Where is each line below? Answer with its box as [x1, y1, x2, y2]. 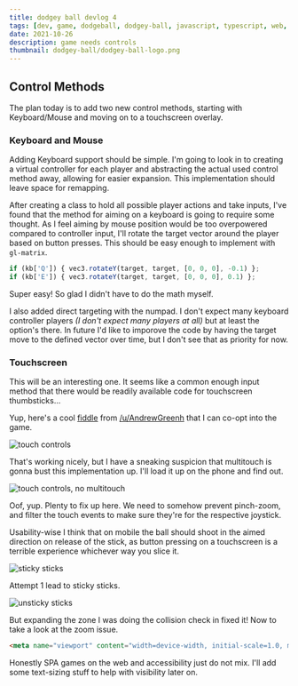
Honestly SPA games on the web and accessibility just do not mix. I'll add [9, 658, 277, 668]
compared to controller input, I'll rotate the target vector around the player [9, 228, 279, 239]
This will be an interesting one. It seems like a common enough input [9, 377, 260, 387]
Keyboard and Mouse [9, 134, 104, 147]
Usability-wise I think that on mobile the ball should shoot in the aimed [9, 527, 266, 538]
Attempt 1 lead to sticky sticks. [9, 580, 121, 591]
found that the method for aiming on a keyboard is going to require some [9, 210, 275, 220]
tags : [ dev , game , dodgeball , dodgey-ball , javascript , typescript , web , [9, 21, 288, 30]
